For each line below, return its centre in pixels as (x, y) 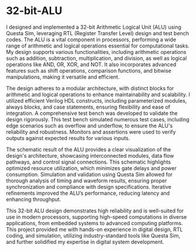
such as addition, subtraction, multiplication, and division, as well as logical (97, 58)
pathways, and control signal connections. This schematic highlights (89, 162)
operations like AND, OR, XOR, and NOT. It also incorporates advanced (91, 64)
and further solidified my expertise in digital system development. (85, 242)
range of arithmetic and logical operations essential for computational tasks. (98, 46)
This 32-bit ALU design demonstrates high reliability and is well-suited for (95, 211)
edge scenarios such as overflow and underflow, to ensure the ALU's (90, 126)
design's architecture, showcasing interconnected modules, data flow (90, 155)
